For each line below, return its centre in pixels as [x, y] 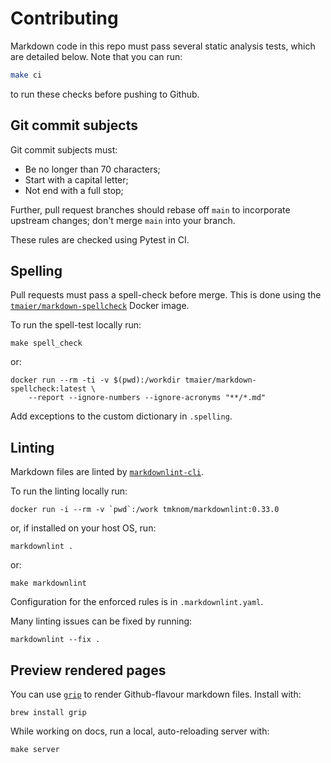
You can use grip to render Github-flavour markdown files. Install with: [156, 694]
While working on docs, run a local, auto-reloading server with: [140, 731]
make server [35, 750]
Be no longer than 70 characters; [92, 169]
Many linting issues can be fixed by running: [101, 621]
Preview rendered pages [88, 670]
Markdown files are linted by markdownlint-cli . [107, 472]
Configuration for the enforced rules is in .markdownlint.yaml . [137, 602]
